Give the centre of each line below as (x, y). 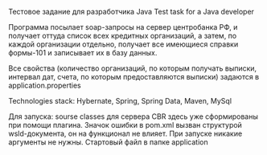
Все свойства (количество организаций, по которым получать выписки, (133, 68)
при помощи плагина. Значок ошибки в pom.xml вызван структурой (125, 125)
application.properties (45, 85)
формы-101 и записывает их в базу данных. (83, 53)
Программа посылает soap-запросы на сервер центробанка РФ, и (123, 27)
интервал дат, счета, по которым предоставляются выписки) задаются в (134, 77)
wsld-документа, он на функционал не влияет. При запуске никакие (125, 133)
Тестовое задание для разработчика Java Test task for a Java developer (131, 12)
